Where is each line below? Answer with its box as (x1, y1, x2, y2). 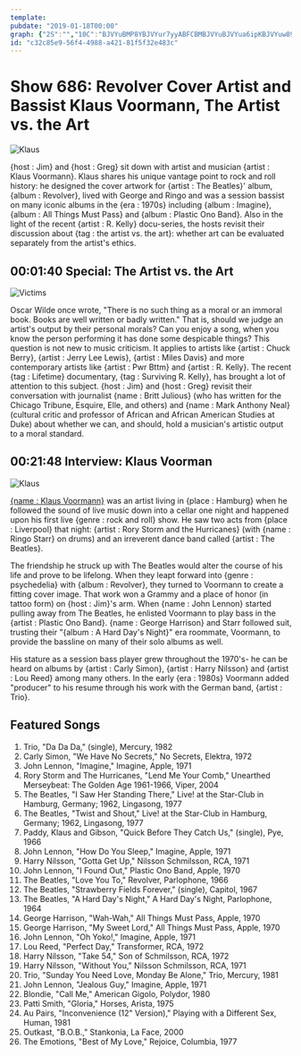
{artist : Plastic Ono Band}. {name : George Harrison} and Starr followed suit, (10, 617, 292, 627)
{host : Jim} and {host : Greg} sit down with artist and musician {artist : (10, 162, 271, 173)
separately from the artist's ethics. (10, 238, 137, 249)
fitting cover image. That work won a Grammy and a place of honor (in (10, 588, 269, 600)
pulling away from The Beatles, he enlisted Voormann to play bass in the (10, 608, 276, 618)
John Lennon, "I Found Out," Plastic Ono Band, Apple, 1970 (22, 864, 240, 875)
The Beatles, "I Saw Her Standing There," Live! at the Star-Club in (22, 788, 264, 799)
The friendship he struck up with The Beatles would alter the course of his (10, 560, 284, 571)
